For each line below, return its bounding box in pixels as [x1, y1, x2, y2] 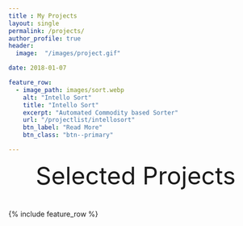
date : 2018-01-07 [8, 64, 67, 73]
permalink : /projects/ [8, 27, 85, 35]
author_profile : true [8, 34, 82, 43]
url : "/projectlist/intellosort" [23, 116, 136, 124]
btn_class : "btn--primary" [23, 131, 114, 140]
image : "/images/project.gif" [15, 49, 121, 57]
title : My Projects [8, 11, 78, 20]
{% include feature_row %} [8, 209, 98, 219]
